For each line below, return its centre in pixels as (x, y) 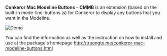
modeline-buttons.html (29, 48)
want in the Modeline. (28, 18)
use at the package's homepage (39, 43)
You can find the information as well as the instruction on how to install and (84, 38)
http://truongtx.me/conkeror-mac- (109, 43)
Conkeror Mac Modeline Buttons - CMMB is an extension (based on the (81, 7)
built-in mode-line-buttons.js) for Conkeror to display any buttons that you (83, 13)
